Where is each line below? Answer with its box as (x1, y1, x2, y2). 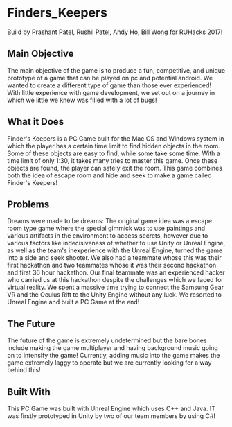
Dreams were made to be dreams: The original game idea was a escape (7, 217, 213, 225)
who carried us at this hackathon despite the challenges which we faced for (7, 276, 224, 284)
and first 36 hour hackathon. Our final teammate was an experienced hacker (7, 268, 225, 277)
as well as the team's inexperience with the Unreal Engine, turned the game (7, 246, 223, 254)
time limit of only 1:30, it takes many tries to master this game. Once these (7, 156, 218, 164)
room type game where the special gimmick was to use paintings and (7, 224, 206, 233)
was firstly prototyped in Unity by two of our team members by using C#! (7, 412, 216, 420)
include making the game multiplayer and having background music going (7, 344, 218, 352)
